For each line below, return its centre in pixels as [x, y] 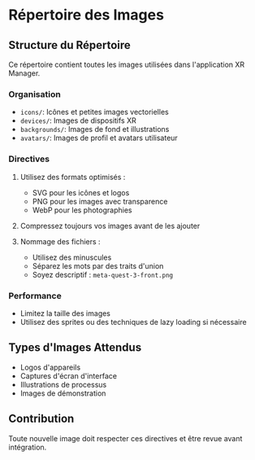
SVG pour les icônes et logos [81, 192]
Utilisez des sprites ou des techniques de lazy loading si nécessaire [133, 322]
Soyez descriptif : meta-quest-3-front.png [102, 274]
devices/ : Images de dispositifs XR [78, 120]
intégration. [28, 447]
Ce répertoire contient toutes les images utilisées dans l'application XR [127, 64]
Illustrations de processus [63, 384]
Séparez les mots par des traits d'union [98, 265]
